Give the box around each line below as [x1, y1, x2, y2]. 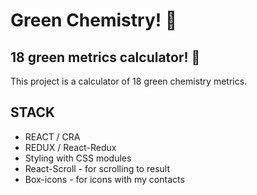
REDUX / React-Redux [24, 141, 117, 153]
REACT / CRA [24, 130, 81, 143]
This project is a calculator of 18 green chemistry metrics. [10, 75, 248, 87]
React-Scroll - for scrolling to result [24, 162, 170, 174]
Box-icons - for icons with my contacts [24, 173, 185, 185]
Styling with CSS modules [24, 152, 132, 164]
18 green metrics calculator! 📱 [10, 49, 201, 66]
